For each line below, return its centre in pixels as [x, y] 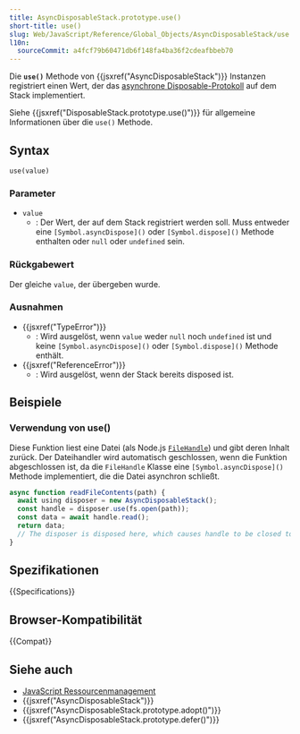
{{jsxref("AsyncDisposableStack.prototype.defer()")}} [121, 720]
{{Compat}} [30, 642]
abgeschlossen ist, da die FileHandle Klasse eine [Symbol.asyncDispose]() [146, 466]
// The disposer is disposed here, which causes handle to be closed [149, 533]
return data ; [42, 526]
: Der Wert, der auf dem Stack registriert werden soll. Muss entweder [162, 222]
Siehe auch [41, 669]
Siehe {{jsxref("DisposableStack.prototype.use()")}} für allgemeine [133, 113]
